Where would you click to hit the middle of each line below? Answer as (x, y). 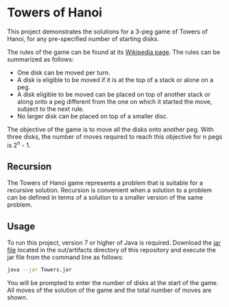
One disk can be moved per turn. (63, 72)
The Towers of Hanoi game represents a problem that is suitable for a (105, 183)
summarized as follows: (40, 59)
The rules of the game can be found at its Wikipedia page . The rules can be (114, 52)
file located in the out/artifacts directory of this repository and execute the (112, 250)
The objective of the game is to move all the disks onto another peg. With (110, 129)
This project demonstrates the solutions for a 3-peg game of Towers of (107, 31)
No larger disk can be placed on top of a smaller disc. (93, 116)
